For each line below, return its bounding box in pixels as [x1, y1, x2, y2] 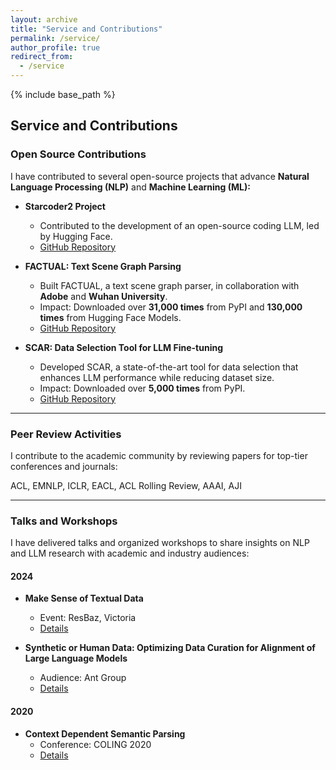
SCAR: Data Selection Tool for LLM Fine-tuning [24, 341, 223, 353]
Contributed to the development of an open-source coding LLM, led [39, 219, 320, 231]
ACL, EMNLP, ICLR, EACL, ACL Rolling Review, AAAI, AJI [10, 479, 242, 491]
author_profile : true [10, 42, 101, 53]
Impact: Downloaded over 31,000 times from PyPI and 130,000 [39, 301, 303, 313]
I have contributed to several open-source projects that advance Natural [10, 170, 310, 182]
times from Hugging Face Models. [39, 311, 182, 323]
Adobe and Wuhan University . [39, 290, 168, 302]
